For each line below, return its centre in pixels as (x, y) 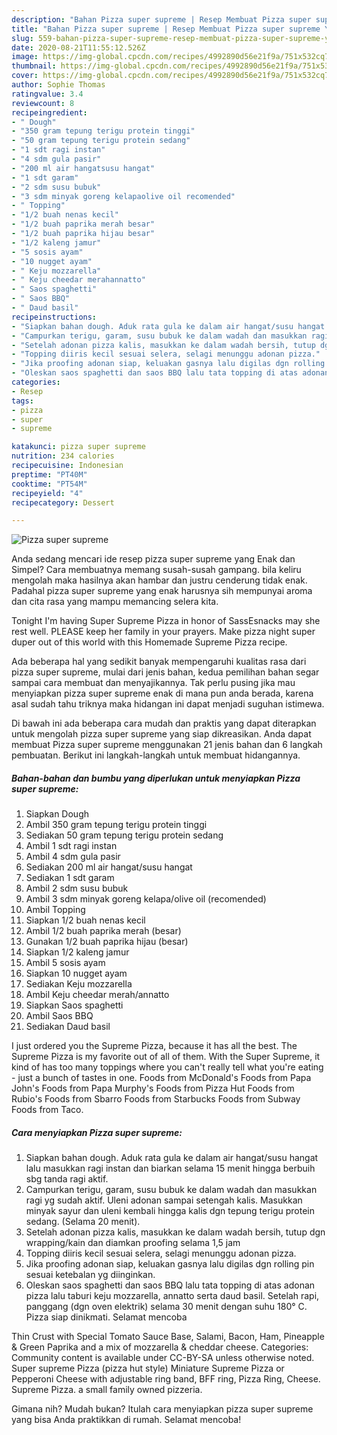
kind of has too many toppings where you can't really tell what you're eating (167, 1067)
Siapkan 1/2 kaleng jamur (77, 952)
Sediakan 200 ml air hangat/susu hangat (109, 867)
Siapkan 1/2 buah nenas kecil (85, 920)
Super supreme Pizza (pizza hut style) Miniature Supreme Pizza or (148, 1368)
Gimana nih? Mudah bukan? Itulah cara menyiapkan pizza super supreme (162, 1409)
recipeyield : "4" (47, 493)
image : (25, 57)
